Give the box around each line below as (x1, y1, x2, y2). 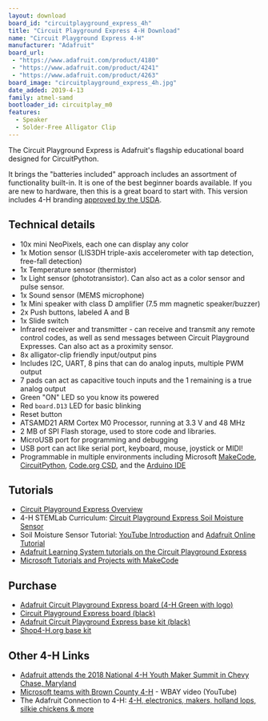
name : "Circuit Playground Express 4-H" (8, 34, 146, 42)
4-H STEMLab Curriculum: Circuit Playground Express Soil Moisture (19, 513, 244, 523)
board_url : (8, 49, 45, 57)
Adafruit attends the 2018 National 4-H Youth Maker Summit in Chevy (19, 670, 250, 679)
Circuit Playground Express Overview (19, 505, 143, 515)
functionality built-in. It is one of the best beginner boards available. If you (8, 178, 252, 187)
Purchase (8, 579, 58, 592)
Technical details (8, 218, 96, 232)
